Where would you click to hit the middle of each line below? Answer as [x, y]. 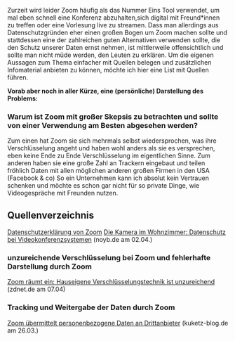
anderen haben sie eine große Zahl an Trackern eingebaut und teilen [106, 163]
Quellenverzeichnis [51, 215]
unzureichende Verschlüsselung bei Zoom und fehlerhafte [109, 258]
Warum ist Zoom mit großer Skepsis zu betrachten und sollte [113, 117]
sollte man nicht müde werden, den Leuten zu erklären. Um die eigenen [110, 55]
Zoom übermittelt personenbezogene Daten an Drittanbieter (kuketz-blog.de [118, 323]
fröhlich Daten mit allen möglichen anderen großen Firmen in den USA [109, 171]
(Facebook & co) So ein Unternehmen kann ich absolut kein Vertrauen [108, 178]
